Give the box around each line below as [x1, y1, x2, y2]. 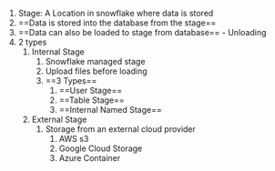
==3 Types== [45, 75, 97, 85]
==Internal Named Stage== [58, 105, 162, 115]
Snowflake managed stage [45, 56, 146, 66]
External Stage [31, 114, 87, 125]
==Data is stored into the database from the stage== [17, 17, 217, 28]
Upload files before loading [45, 65, 148, 76]
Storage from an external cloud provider [45, 124, 196, 135]
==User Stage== [58, 85, 123, 96]
